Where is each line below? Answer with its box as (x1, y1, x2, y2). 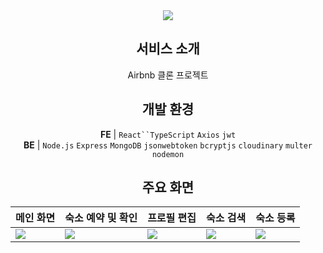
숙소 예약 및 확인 (64, 211, 138, 225)
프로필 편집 (147, 211, 197, 225)
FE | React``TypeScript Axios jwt (99, 128, 237, 140)
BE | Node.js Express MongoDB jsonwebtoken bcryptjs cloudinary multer (23, 139, 313, 151)
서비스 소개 (136, 40, 200, 58)
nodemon (151, 149, 185, 159)
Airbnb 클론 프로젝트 (127, 69, 209, 81)
